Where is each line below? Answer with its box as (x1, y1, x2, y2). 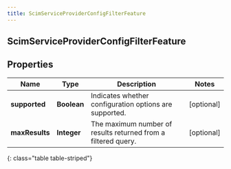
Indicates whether (90, 91, 149, 100)
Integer (56, 128, 81, 137)
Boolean (56, 99, 85, 109)
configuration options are (90, 99, 173, 109)
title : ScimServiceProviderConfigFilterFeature (7, 10, 146, 17)
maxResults (10, 128, 50, 137)
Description (116, 79, 157, 89)
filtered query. (90, 136, 137, 146)
